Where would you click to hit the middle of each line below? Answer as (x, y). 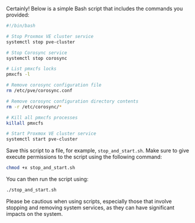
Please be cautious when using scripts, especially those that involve (89, 201)
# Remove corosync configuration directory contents (72, 101)
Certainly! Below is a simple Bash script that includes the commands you (95, 9)
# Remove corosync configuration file (54, 85)
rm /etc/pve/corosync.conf (39, 91)
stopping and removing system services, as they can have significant (90, 208)
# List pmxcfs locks (32, 69)
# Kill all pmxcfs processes (42, 117)
